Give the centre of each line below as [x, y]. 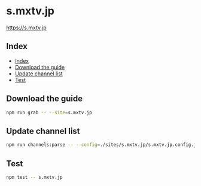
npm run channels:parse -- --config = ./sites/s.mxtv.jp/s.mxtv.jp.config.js [103, 145]
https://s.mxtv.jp [26, 28]
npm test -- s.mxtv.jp [34, 177]
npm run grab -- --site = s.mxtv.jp [49, 112]
